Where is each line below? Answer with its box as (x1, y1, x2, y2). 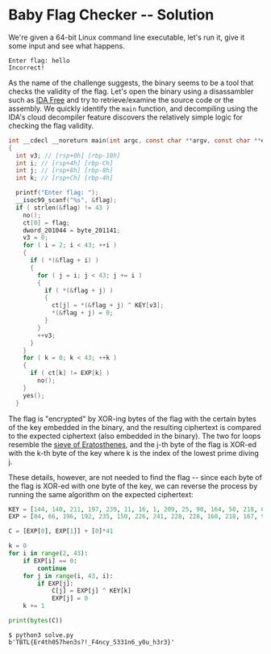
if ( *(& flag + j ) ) (44, 286, 114, 294)
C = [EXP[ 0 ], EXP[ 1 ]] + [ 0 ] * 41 (8, 527, 114, 535)
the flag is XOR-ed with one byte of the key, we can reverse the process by (8, 481, 258, 491)
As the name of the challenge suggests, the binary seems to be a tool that (8, 78, 254, 87)
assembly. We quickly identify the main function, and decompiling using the (8, 103, 258, 113)
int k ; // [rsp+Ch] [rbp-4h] (15, 174, 114, 183)
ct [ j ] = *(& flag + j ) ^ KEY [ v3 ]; (51, 302, 165, 310)
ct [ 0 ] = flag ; (23, 218, 70, 227)
